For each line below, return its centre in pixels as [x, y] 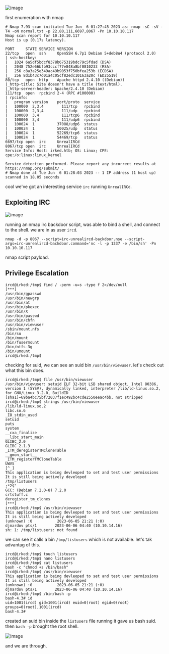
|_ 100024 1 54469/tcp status [52, 137]
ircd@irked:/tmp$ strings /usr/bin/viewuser [53, 402]
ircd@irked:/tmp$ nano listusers [40, 558]
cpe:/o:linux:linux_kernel [33, 155]
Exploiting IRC [28, 202]
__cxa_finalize [21, 433]
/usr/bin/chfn [20, 320]
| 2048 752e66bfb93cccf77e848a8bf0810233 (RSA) [58, 67]
